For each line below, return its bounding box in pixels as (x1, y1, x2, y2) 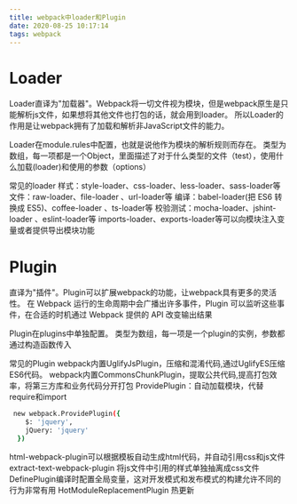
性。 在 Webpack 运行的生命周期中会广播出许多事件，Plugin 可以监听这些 (9, 299, 277, 309)
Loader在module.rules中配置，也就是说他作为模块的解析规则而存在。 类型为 (9, 140, 286, 150)
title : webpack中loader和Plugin (9, 12, 126, 22)
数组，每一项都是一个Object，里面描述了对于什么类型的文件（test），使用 (9, 150, 277, 161)
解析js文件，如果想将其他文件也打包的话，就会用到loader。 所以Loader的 (16, 109, 284, 120)
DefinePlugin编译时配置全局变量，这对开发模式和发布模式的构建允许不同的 (9, 473, 282, 484)
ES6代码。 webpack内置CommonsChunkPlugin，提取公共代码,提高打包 (9, 370, 270, 380)
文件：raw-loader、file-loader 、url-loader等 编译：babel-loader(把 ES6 (9, 192, 273, 203)
